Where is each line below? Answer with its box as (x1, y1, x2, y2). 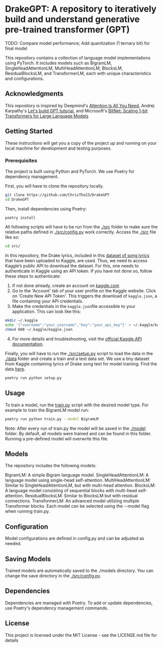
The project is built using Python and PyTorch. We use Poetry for (5, 168, 135, 174)
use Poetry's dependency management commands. (5, 605, 109, 611)
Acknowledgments (5, 90, 64, 98)
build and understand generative (5, 14, 140, 25)
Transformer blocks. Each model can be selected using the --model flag (5, 503, 149, 509)
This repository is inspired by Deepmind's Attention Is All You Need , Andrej (5, 102, 155, 108)
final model (5, 45, 28, 51)
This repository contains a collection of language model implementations (5, 55, 151, 60)
